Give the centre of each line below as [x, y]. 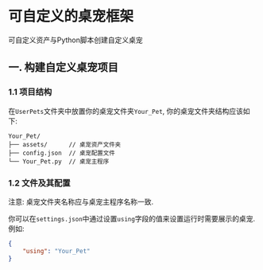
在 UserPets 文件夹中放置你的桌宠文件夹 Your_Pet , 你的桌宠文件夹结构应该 [126, 111]
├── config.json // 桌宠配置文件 [62, 153]
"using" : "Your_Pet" [56, 251]
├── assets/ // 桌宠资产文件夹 [65, 144]
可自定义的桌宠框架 [71, 16]
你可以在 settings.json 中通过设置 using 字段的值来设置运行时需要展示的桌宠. [132, 218]
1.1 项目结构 [30, 92]
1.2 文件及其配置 [39, 182]
